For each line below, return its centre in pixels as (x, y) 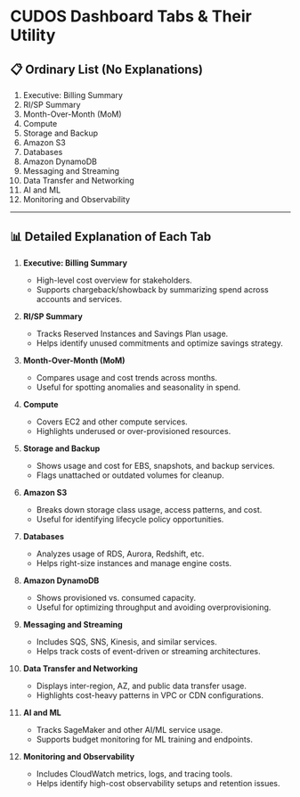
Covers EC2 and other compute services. (112, 422)
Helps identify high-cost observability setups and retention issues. (158, 783)
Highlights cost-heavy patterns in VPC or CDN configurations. (150, 695)
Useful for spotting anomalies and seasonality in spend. (138, 387)
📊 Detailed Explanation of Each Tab (111, 237)
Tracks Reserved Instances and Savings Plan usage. (132, 333)
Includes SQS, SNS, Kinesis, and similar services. (126, 641)
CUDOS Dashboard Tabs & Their (131, 16)
